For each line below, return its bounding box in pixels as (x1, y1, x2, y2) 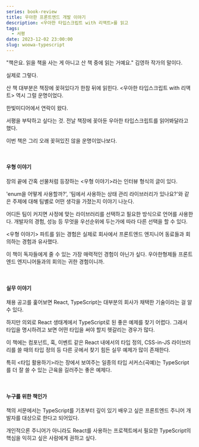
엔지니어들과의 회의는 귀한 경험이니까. (17, 258, 105, 265)
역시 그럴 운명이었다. (15, 92, 64, 99)
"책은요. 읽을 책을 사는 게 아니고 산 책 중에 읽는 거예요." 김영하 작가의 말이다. (6, 59, 183, 66)
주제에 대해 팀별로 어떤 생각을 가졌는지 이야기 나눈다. (12, 198, 135, 205)
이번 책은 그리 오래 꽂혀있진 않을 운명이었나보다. (6, 137, 118, 144)
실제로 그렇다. (6, 71, 39, 79)
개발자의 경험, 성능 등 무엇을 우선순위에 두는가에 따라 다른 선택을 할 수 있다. (14, 218, 188, 225)
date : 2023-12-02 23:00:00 (6, 36, 73, 42)
